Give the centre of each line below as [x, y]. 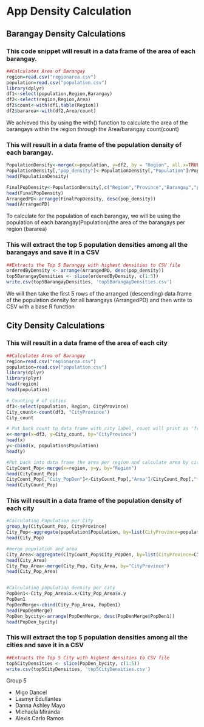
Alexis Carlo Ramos [39, 718]
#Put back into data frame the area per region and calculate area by [97, 462]
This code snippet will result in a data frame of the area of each [101, 51]
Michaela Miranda [38, 712]
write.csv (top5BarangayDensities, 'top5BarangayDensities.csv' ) [89, 282]
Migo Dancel [31, 692]
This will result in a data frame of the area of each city [87, 343]
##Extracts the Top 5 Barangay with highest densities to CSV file [93, 265]
